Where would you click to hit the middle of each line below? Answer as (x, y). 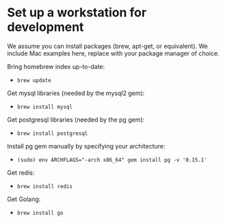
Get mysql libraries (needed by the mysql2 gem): (76, 93)
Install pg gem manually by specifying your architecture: (86, 146)
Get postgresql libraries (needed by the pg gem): (76, 119)
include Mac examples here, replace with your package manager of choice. (114, 53)
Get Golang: (24, 199)
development (45, 27)
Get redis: (21, 172)
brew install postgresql (52, 133)
